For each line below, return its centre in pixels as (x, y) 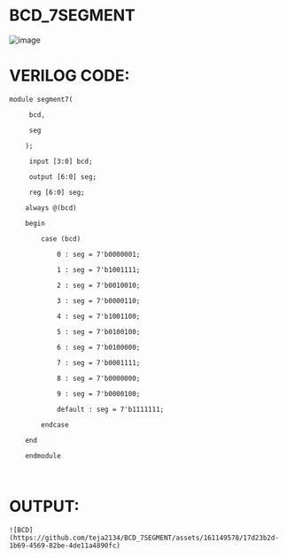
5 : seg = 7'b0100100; (98, 332)
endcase (55, 425)
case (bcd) (61, 239)
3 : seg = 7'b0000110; (98, 301)
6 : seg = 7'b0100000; (98, 347)
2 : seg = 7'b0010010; (98, 285)
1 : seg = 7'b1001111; (98, 270)
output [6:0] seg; (63, 177)
